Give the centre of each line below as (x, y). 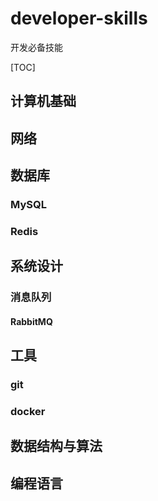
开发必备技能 (36, 47)
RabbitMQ (31, 321)
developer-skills (79, 18)
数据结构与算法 (56, 446)
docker (28, 412)
